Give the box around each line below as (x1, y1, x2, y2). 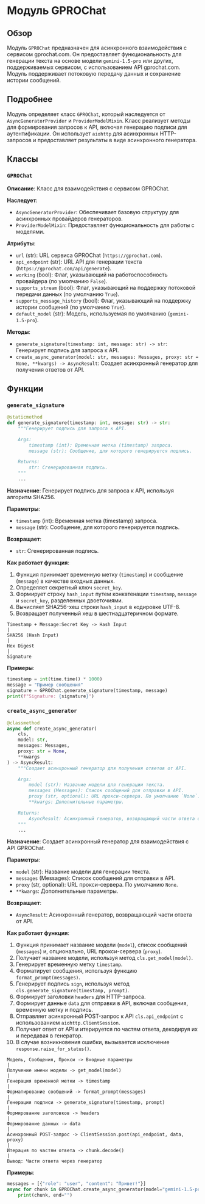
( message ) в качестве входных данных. (15, 577, 115, 585)
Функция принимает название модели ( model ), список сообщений (15, 941, 187, 949)
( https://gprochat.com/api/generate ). (15, 264, 112, 272)
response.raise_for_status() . (15, 1045, 92, 1053)
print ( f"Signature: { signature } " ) (7, 693, 95, 699)
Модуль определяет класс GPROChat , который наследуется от (7, 110, 166, 118)
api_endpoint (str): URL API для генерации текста (15, 258, 142, 265)
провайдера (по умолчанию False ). (15, 277, 108, 284)
